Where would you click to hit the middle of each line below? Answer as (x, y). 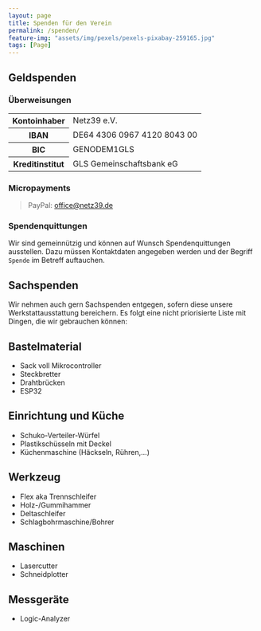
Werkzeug (35, 478)
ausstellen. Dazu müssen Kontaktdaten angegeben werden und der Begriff (130, 252)
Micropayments (40, 188)
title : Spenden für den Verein (60, 23)
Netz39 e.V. (95, 120)
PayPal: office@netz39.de (70, 206)
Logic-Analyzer (45, 619)
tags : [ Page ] (30, 45)
